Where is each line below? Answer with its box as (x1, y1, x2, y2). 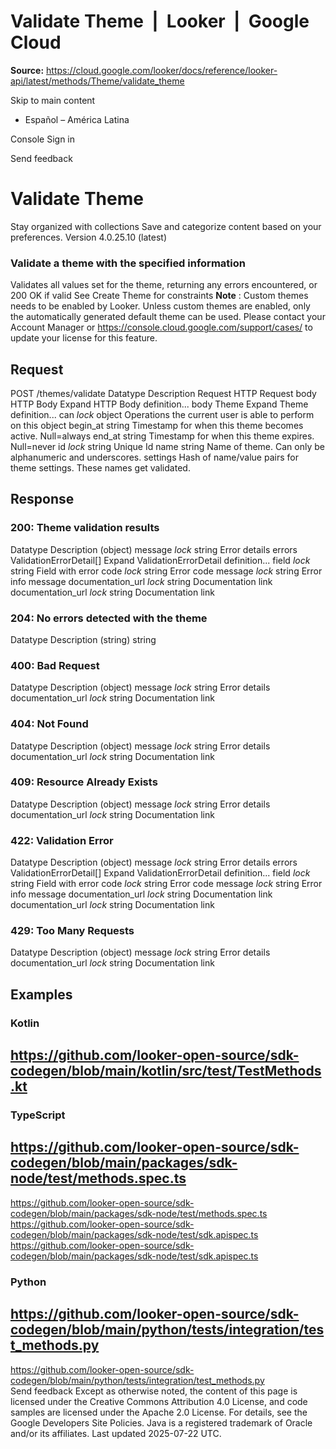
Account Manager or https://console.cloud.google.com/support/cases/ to (10, 321, 313, 334)
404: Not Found (10, 717, 89, 731)
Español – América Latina (24, 113, 130, 125)
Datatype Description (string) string (10, 633, 157, 645)
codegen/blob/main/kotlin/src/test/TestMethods (10, 1063, 322, 1080)
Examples (10, 986, 73, 1003)
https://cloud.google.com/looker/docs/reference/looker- (46, 64, 278, 76)
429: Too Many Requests (10, 924, 135, 938)
